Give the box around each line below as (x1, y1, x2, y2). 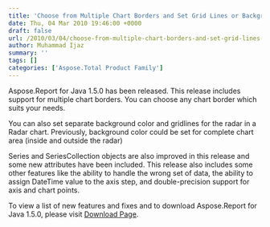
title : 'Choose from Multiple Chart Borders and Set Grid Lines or (8, 11, 239, 20)
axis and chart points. (8, 185, 80, 195)
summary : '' (8, 49, 48, 57)
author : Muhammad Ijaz (8, 42, 84, 50)
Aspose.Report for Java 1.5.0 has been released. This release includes (8, 86, 241, 95)
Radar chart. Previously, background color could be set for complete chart (8, 127, 255, 136)
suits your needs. (8, 103, 66, 112)
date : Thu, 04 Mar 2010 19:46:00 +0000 (8, 19, 142, 27)
